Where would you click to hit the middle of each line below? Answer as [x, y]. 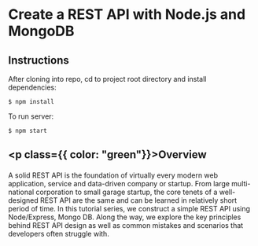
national [21, 192]
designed [24, 200]
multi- [241, 184]
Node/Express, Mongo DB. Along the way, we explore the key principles [125, 217]
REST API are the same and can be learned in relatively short [139, 200]
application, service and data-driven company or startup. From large [119, 184]
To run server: [31, 116]
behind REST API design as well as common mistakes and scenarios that [126, 226]
